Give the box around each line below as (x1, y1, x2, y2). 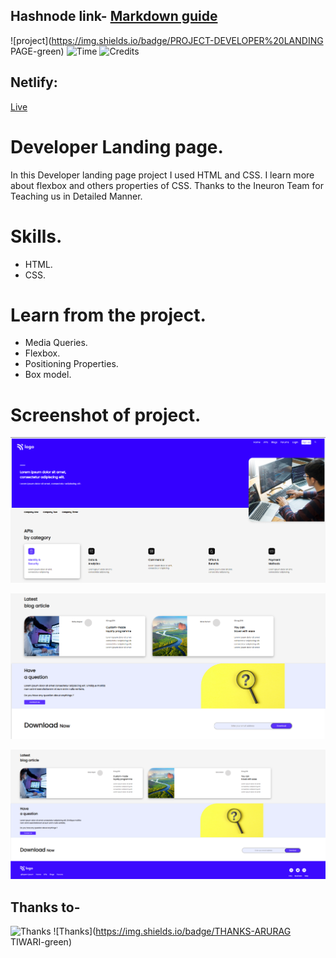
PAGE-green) (10, 45, 65, 57)
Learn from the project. (10, 304, 207, 326)
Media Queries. (24, 337, 88, 349)
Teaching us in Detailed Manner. (10, 190, 143, 202)
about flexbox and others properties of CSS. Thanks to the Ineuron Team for (10, 179, 324, 191)
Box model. (24, 369, 72, 381)
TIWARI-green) (10, 935, 72, 948)
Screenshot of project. (10, 404, 202, 426)
